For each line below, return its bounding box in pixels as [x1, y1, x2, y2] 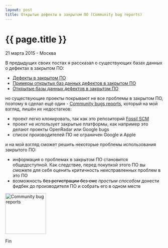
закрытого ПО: [5, 147, 37, 153]
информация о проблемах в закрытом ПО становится [12, 157, 128, 163]
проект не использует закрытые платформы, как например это [12, 121, 148, 127]
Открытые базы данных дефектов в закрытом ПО [12, 86, 119, 92]
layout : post [5, 7, 33, 13]
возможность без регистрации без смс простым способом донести [12, 178, 159, 184]
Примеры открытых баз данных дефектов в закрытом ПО [12, 80, 136, 86]
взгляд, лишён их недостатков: [5, 106, 72, 112]
